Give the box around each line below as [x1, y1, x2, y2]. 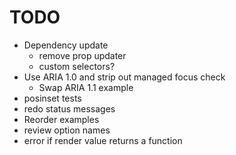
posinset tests [23, 92, 82, 104]
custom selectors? [38, 60, 116, 72]
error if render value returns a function [23, 134, 183, 146]
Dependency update [23, 39, 109, 51]
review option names [23, 124, 111, 136]
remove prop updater [38, 49, 127, 61]
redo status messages [23, 102, 116, 115]
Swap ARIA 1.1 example [38, 81, 134, 93]
